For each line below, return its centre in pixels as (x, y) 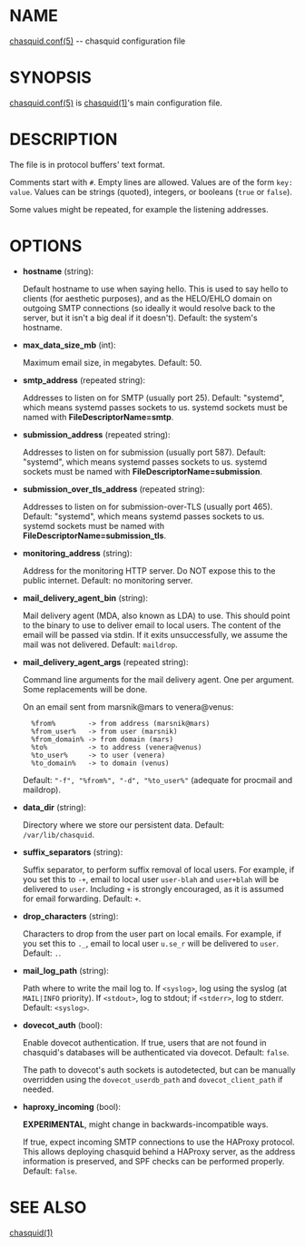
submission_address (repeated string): (96, 434)
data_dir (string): (54, 807)
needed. (38, 1089)
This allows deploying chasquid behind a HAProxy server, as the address (159, 1151)
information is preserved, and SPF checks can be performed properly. (153, 1161)
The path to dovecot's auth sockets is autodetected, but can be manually (159, 1070)
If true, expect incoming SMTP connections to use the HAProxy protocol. (158, 1142)
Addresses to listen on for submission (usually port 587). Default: (144, 452)
